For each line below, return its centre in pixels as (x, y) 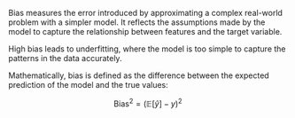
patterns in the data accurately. (65, 58)
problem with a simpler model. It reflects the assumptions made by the (137, 22)
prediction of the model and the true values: (89, 85)
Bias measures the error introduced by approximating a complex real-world (145, 13)
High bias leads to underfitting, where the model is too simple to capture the (147, 49)
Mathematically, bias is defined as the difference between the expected (139, 75)
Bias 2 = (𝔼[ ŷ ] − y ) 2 (148, 103)
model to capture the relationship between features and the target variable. (145, 31)
